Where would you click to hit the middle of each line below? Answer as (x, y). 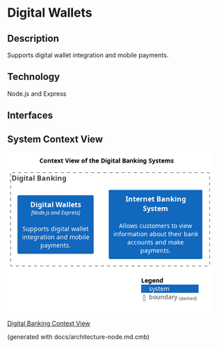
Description (33, 39)
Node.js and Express (37, 93)
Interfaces (30, 116)
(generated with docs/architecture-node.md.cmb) (79, 337)
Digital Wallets (50, 13)
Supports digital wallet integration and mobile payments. (88, 55)
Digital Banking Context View (49, 324)
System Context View (55, 139)
